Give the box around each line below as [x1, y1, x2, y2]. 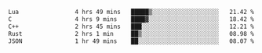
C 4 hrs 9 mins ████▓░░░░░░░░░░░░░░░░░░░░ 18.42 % [8, 15, 255, 23]
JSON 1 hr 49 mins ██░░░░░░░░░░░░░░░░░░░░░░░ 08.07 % [8, 37, 255, 45]
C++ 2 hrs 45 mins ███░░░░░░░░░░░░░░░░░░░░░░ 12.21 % [8, 23, 255, 30]
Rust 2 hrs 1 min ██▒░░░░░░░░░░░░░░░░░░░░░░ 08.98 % [8, 30, 255, 37]
